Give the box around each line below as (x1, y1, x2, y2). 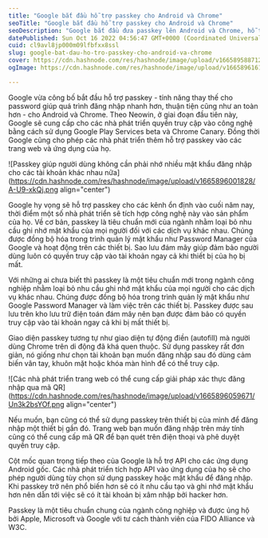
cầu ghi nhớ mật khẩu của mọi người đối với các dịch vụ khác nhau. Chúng (8, 225, 254, 235)
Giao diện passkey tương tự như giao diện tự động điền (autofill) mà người (8, 333, 250, 342)
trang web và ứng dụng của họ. (8, 143, 112, 153)
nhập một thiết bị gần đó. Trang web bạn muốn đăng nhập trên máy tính (8, 423, 245, 432)
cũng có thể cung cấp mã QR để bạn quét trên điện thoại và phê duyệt (8, 432, 240, 441)
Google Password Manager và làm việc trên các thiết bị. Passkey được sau (8, 301, 254, 310)
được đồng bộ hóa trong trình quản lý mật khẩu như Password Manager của (8, 233, 258, 244)
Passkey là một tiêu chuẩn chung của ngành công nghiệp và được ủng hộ (8, 505, 250, 515)
